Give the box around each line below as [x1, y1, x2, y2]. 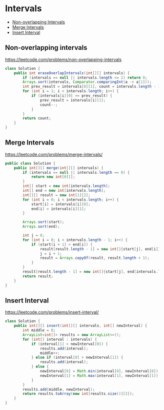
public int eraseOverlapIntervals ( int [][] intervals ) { [14, 70, 130, 76]
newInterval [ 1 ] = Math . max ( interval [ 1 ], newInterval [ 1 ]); [40, 373, 161, 378]
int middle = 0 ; [22, 328, 56, 333]
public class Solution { [5, 161, 56, 166]
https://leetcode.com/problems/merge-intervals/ [5, 151, 103, 157]
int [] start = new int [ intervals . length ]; [22, 184, 110, 188]
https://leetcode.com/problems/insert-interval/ [5, 309, 99, 315]
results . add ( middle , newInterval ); [22, 387, 95, 392]
